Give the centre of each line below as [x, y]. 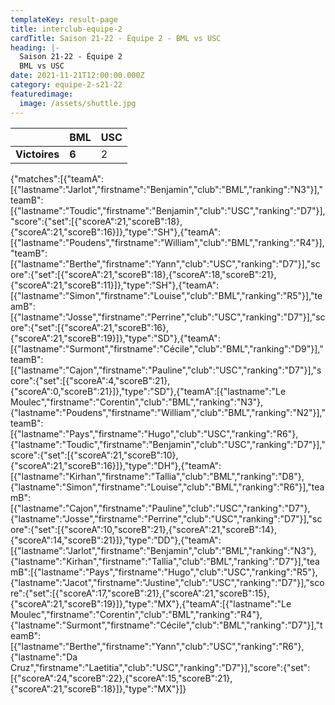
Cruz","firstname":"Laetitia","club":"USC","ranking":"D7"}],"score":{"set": [160, 667]
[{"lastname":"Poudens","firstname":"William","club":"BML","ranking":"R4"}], [167, 242]
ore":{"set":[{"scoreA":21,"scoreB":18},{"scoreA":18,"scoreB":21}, [143, 274]
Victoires [37, 154]
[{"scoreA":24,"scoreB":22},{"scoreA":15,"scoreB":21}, [121, 678]
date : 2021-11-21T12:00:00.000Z [77, 76]
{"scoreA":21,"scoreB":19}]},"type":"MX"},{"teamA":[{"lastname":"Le [151, 603]
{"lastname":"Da [44, 657]
